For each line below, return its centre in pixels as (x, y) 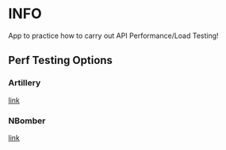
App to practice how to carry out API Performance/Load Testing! (114, 36)
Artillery (25, 83)
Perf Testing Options (61, 60)
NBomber (27, 121)
